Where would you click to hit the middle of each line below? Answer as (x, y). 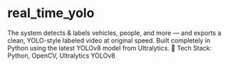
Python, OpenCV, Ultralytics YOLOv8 (61, 56)
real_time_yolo (51, 13)
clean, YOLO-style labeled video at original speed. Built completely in (109, 40)
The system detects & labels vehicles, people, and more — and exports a (114, 33)
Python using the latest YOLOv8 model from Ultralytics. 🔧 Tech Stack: (110, 48)
